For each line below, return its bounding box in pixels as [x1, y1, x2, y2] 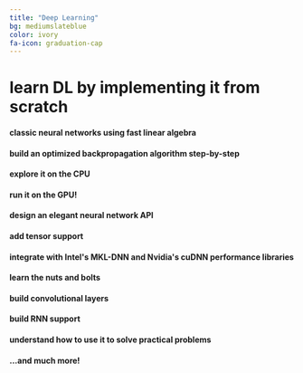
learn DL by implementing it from [9, 78, 260, 98]
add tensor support [9, 231, 84, 241]
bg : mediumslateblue [9, 22, 88, 31]
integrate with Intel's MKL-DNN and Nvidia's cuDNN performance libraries [9, 251, 294, 263]
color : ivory [9, 30, 59, 39]
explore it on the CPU [9, 168, 90, 179]
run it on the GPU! [9, 189, 78, 200]
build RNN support [9, 313, 81, 324]
